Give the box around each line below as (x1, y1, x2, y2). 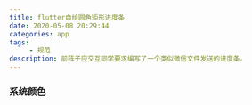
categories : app (9, 29, 69, 38)
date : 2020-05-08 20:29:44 (9, 21, 110, 30)
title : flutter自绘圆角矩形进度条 (9, 12, 126, 22)
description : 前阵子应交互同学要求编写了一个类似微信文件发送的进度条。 (9, 54, 248, 63)
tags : (9, 37, 29, 47)
